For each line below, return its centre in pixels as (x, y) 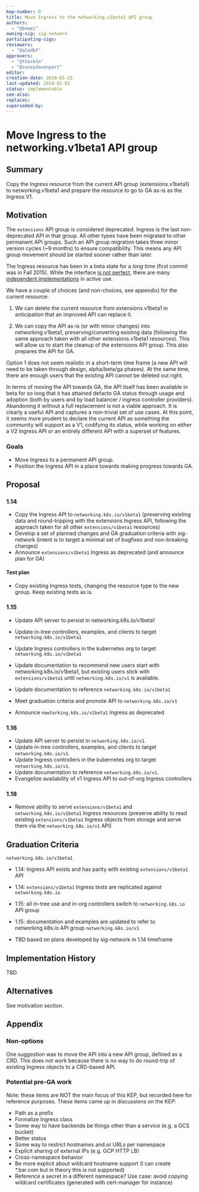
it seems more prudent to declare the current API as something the (88, 419)
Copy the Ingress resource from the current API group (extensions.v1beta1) (98, 184)
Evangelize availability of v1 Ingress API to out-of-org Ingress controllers (103, 779)
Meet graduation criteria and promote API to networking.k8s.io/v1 (96, 701)
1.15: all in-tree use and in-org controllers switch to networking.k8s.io (100, 904)
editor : (16, 73)
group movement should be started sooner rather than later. (79, 255)
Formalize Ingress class (44, 1119)
